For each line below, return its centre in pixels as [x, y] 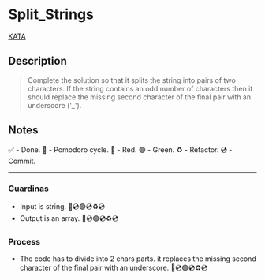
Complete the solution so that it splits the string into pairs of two [132, 80]
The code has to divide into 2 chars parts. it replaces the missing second [138, 259]
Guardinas [28, 189]
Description [37, 61]
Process [24, 241]
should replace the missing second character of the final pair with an [139, 97]
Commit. [22, 161]
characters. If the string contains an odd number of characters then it [140, 88]
